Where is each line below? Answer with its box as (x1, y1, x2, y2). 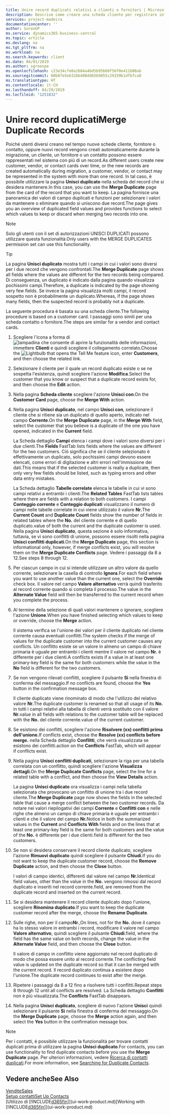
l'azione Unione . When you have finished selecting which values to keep (13, 612, 163, 618)
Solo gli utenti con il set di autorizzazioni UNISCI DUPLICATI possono (6, 230, 149, 237)
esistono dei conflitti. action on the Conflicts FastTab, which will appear (13, 742, 161, 749)
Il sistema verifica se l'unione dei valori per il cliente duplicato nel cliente (13, 627, 163, 633)
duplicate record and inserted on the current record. (13, 889, 122, 895)
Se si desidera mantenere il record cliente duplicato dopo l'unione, (13, 899, 151, 905)
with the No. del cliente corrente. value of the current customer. (13, 717, 145, 723)
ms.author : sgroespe (6, 64, 49, 69)
